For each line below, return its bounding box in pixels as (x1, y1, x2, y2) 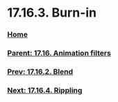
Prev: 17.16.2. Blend (7, 67, 74, 76)
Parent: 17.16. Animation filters (7, 49, 111, 58)
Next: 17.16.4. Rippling (7, 85, 83, 95)
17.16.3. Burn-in (7, 5, 97, 21)
